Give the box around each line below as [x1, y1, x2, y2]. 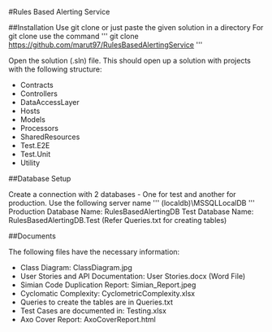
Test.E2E [19, 141, 50, 150]
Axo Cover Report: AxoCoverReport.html [19, 315, 156, 324]
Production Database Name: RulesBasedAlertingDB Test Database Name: [8, 207, 254, 216]
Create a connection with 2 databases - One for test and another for [8, 190, 237, 199]
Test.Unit [19, 150, 51, 159]
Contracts [19, 81, 54, 90]
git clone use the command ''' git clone [8, 32, 140, 41]
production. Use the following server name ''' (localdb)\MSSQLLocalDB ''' [8, 199, 256, 207]
